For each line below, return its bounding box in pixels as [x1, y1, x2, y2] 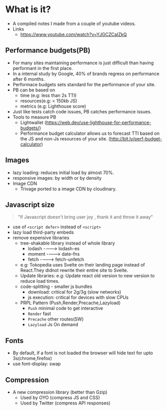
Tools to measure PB [12, 114, 57, 120]
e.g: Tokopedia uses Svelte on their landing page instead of [20, 262, 145, 268]
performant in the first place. [12, 65, 73, 71]
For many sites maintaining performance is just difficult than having [12, 60, 154, 66]
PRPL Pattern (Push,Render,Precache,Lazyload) [20, 300, 121, 306]
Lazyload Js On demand [27, 322, 78, 328]
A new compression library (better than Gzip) [12, 389, 108, 395]
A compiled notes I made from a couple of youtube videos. [12, 20, 136, 27]
